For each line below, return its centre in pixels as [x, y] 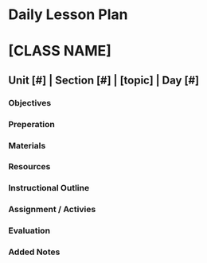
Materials [27, 145]
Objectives [30, 102]
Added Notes [34, 252]
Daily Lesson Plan [68, 15]
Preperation [32, 124]
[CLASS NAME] [60, 51]
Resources [29, 167]
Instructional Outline [49, 188]
